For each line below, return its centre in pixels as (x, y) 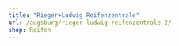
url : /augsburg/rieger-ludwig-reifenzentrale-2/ (90, 23)
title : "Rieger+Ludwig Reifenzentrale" (74, 15)
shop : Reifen (30, 30)
